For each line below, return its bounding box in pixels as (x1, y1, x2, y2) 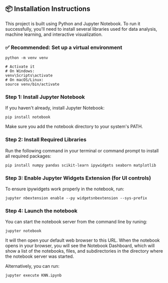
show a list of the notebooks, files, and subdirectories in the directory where (5, 248, 163, 254)
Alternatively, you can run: (5, 263, 60, 269)
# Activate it (5, 64, 35, 70)
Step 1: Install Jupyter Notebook (5, 93, 86, 100)
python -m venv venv (5, 55, 49, 61)
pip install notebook (5, 115, 51, 120)
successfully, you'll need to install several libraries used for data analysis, (5, 26, 157, 32)
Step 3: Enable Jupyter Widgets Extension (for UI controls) (5, 174, 151, 181)
